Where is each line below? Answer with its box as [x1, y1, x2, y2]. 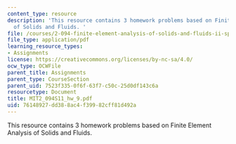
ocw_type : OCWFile [7, 63, 61, 70]
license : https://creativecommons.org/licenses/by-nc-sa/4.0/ [7, 56, 193, 63]
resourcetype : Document [7, 89, 77, 96]
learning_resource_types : [7, 43, 83, 50]
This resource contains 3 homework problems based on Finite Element [7, 121, 212, 129]
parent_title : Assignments [7, 69, 86, 76]
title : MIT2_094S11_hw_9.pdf [7, 96, 93, 103]
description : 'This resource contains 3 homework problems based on [7, 17, 212, 24]
